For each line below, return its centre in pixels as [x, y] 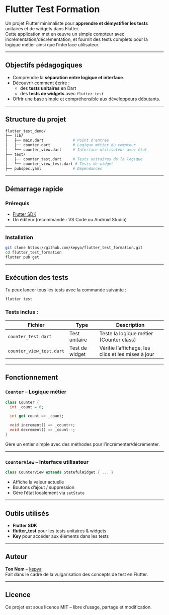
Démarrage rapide [34, 189]
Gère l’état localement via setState [48, 493]
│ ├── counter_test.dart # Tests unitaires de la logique [74, 159]
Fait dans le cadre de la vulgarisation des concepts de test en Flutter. [77, 574]
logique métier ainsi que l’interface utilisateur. [52, 44]
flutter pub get [22, 257]
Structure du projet [36, 119]
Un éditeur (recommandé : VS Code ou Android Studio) [70, 220]
